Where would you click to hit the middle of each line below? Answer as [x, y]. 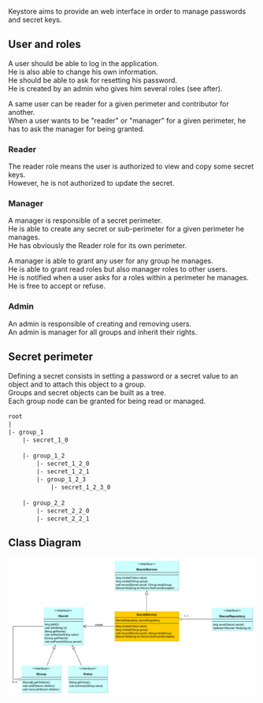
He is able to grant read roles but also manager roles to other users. [118, 269]
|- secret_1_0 [45, 440]
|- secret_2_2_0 [63, 511]
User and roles [44, 44]
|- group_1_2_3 [61, 479]
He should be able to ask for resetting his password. [93, 80]
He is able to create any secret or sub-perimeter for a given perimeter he [126, 229]
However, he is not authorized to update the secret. [91, 183]
